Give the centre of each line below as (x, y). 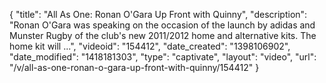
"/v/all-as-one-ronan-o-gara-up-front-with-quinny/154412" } (134, 67)
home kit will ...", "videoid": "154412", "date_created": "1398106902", (150, 46)
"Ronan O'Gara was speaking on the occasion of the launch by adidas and (162, 25)
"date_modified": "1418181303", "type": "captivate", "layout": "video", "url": (163, 57)
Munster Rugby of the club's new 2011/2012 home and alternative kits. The (163, 35)
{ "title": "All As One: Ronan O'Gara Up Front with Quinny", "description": (158, 14)
